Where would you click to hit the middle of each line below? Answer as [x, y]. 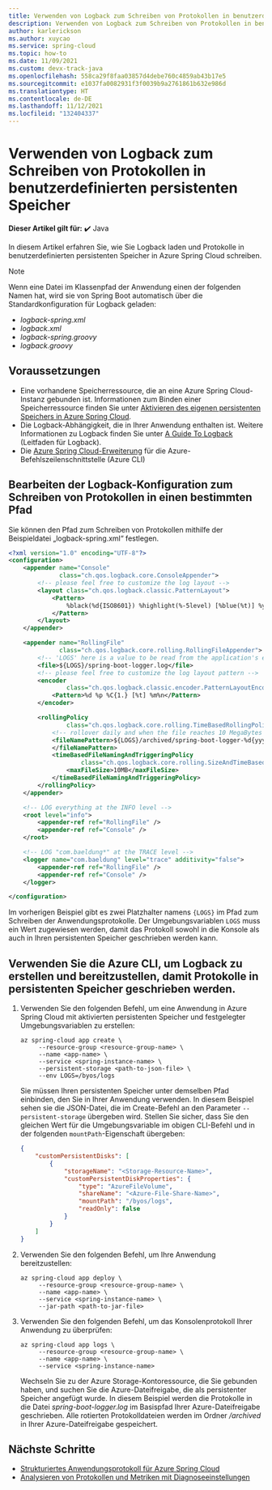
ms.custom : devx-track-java [56, 69]
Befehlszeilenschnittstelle [63, 459]
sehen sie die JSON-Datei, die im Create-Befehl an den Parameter [130, 1108]
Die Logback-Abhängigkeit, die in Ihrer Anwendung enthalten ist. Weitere [142, 425]
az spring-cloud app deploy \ [71, 1278]
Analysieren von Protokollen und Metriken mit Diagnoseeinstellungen [135, 1477]
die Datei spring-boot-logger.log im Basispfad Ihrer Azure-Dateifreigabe [140, 1407]
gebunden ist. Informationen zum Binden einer [124, 399]
